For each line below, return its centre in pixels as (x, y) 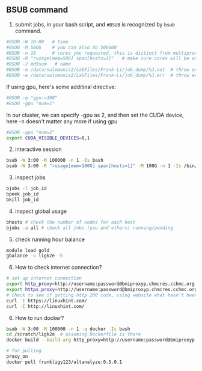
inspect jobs (30, 177)
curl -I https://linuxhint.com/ (47, 301)
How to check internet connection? (58, 268)
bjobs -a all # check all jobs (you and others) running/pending (90, 228)
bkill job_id (23, 200)
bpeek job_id (23, 194)
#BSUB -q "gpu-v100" (32, 98)
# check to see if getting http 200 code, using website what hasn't (95, 295)
